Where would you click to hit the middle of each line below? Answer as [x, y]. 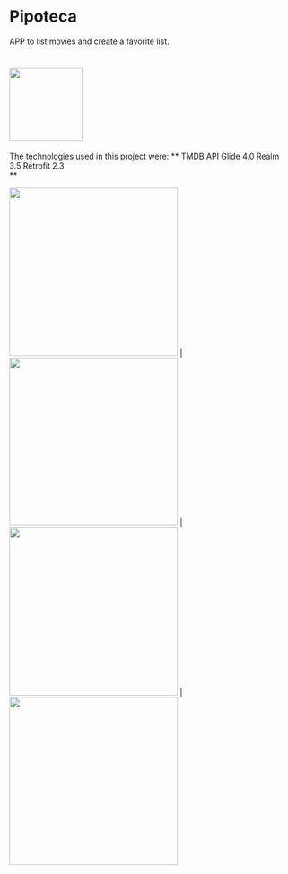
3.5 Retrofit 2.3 [37, 165]
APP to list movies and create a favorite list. [89, 41]
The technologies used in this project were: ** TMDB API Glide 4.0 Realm [144, 156]
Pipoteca [44, 17]
